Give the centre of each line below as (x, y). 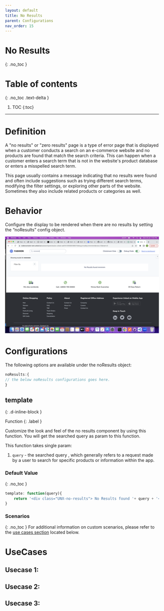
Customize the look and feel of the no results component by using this (76, 431)
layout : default (21, 10)
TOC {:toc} (23, 107)
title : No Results (24, 15)
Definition (26, 132)
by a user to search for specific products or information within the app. (83, 460)
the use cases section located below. (42, 532)
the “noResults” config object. (35, 230)
